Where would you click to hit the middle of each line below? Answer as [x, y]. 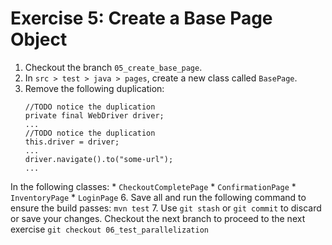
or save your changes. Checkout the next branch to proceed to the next [158, 218]
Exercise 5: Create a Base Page [141, 18]
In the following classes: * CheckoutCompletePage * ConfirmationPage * [153, 186]
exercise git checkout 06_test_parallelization [109, 229]
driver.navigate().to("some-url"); [99, 159]
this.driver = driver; [72, 142]
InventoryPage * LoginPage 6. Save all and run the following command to [158, 197]
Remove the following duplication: [94, 88]
